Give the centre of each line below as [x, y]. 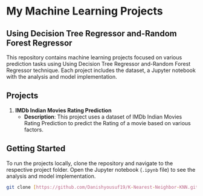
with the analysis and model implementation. [62, 77]
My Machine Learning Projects [85, 11]
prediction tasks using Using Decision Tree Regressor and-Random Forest [98, 64]
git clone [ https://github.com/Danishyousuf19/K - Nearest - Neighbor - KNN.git [102, 187]
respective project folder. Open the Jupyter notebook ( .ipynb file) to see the [101, 169]
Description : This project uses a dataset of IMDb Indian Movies [103, 117]
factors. [34, 129]
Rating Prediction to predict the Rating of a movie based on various [108, 123]
